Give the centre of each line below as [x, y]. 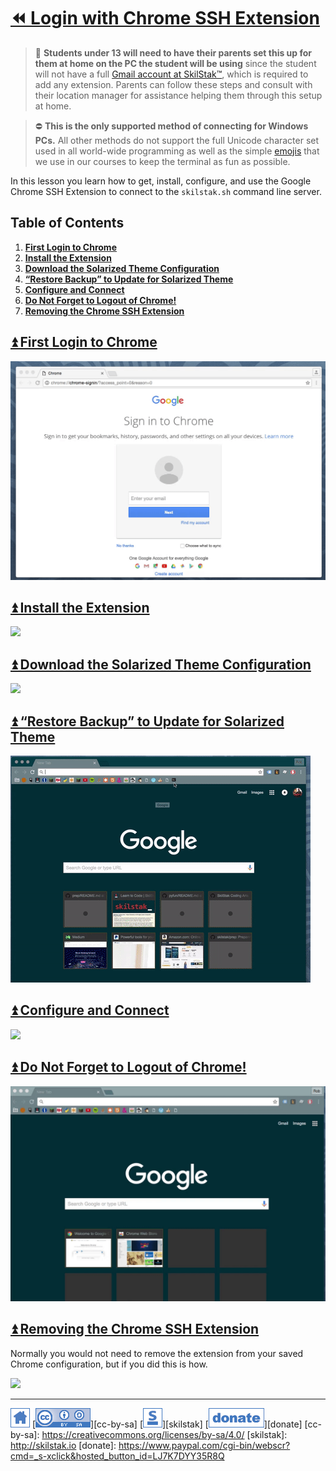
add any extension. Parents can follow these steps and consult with [173, 84]
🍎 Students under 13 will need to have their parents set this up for [173, 52]
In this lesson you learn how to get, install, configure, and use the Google [161, 181]
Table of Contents [67, 223]
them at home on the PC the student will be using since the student [175, 63]
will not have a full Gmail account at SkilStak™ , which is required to [171, 74]
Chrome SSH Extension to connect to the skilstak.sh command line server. [166, 191]
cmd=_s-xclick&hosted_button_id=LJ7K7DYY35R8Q [117, 1456]
